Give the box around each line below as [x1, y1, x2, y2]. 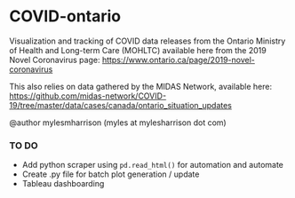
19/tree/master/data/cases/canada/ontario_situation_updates [9, 99, 233, 110]
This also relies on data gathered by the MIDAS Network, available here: [9, 81, 273, 91]
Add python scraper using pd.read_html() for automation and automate [21, 160, 284, 170]
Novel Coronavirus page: [9, 54, 100, 65]
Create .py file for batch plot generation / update [21, 169, 200, 179]
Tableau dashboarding [21, 178, 105, 189]
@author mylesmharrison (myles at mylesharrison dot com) [9, 117, 227, 128]
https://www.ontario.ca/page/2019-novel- [101, 54, 256, 65]
